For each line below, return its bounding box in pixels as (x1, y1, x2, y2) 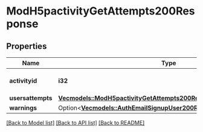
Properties (6, 41, 47, 51)
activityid (9, 77, 37, 85)
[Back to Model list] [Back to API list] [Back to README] (6, 119, 145, 126)
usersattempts (9, 94, 53, 102)
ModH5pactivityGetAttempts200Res (6, 4, 195, 18)
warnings (9, 104, 37, 112)
